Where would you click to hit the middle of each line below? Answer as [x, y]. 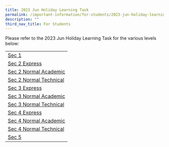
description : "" [22, 19]
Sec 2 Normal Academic [36, 72]
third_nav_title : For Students [38, 24]
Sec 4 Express [25, 113]
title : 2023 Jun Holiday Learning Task [47, 10]
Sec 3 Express [25, 88]
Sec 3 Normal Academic [36, 96]
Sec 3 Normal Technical [36, 105]
